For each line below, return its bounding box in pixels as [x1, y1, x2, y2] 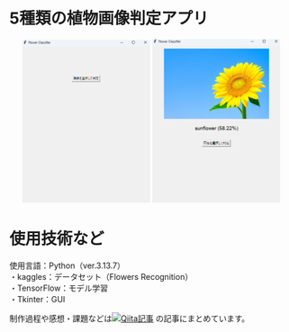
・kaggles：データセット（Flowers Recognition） [9, 271, 194, 282]
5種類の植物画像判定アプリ [9, 8, 209, 29]
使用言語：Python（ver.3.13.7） [9, 260, 126, 271]
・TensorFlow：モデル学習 [9, 283, 108, 293]
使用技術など [9, 229, 105, 248]
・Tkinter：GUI [9, 293, 66, 304]
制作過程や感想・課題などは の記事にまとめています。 [9, 312, 250, 324]
